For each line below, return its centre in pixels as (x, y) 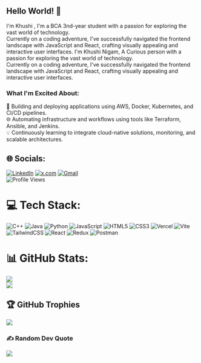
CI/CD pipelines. (27, 113)
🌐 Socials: (26, 158)
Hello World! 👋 (34, 11)
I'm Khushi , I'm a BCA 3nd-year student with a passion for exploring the (97, 25)
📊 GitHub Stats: (48, 258)
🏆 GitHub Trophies (43, 305)
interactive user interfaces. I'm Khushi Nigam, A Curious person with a (94, 52)
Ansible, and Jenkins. (33, 126)
